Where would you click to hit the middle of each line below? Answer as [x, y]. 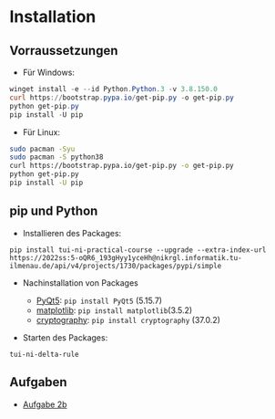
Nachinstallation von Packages [80, 283]
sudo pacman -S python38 [56, 157]
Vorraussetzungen [64, 51]
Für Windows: [49, 72]
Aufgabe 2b [45, 404]
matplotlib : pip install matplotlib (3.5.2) [114, 310]
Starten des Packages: [65, 337]
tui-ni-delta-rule [44, 354]
